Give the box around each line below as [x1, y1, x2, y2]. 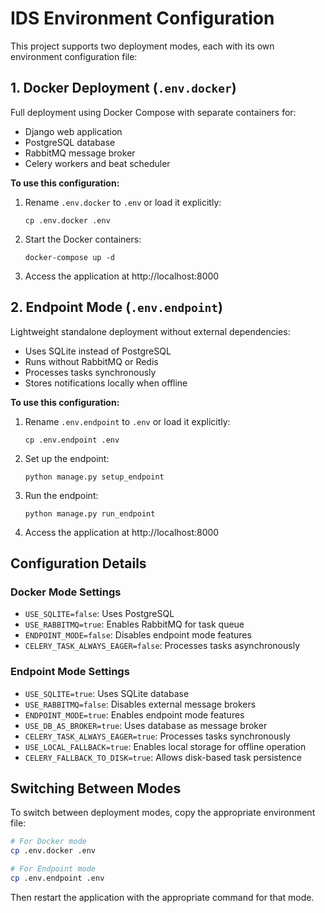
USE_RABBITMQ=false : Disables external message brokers [24, 698, 257, 710]
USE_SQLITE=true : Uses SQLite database [24, 687, 190, 699]
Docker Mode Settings [10, 585, 122, 599]
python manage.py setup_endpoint [24, 472, 165, 482]
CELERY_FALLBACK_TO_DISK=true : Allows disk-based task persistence [24, 751, 302, 763]
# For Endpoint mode [10, 864, 97, 874]
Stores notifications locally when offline [24, 377, 188, 389]
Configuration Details [10, 555, 147, 572]
